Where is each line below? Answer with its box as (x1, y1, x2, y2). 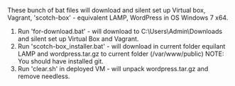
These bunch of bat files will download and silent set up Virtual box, (7, 6, 206, 14)
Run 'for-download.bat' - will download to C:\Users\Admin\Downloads (17, 27, 222, 35)
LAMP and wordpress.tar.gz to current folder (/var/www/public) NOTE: (17, 49, 225, 58)
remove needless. (17, 72, 70, 80)
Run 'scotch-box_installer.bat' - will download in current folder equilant (17, 42, 226, 50)
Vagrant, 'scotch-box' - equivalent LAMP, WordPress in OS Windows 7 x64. (7, 13, 229, 22)
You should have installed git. (17, 57, 104, 66)
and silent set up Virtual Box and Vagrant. (17, 35, 139, 43)
